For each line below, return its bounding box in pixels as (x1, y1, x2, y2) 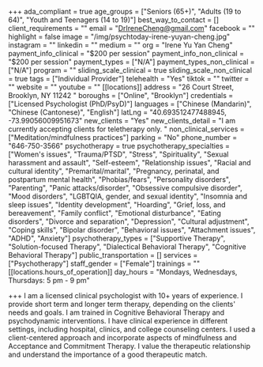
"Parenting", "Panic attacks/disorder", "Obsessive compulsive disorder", (8, 183, 242, 192)
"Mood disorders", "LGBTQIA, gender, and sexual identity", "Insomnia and (8, 191, 247, 201)
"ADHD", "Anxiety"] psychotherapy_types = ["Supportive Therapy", (8, 233, 226, 243)
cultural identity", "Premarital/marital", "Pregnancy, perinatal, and (8, 166, 220, 176)
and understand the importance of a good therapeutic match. (8, 350, 208, 359)
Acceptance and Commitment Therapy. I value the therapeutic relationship (8, 342, 251, 350)
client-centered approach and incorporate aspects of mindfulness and (8, 333, 237, 342)
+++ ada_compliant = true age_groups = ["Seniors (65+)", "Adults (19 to (8, 7, 242, 16)
